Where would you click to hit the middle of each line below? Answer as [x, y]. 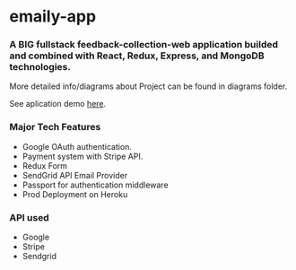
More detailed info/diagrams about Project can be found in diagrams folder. [148, 86]
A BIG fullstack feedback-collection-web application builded [144, 45]
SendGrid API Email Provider [75, 175]
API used [29, 217]
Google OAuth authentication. [77, 146]
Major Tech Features [55, 127]
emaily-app [53, 17]
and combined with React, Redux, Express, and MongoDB [137, 56]
